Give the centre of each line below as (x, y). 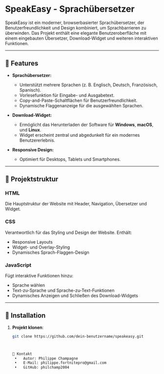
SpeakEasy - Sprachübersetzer (70, 9)
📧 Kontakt (22, 354)
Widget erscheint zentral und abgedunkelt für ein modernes (80, 135)
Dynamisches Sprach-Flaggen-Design (51, 252)
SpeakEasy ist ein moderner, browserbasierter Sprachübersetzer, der (75, 23)
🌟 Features (22, 63)
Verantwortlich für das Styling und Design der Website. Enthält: (69, 232)
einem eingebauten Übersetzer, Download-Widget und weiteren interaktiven (82, 38)
